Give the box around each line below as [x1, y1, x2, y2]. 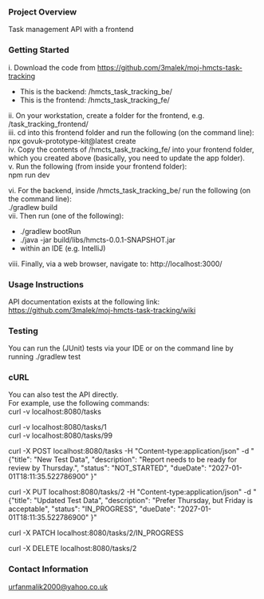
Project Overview [8, 6, 77, 18]
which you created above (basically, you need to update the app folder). [8, 153, 246, 162]
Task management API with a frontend [8, 25, 134, 34]
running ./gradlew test [8, 352, 81, 362]
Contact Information [8, 564, 89, 575]
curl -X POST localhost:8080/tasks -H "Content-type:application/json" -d [8, 446, 250, 456]
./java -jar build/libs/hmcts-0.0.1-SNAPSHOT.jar [19, 235, 175, 244]
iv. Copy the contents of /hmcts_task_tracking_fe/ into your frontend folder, [8, 145, 254, 154]
